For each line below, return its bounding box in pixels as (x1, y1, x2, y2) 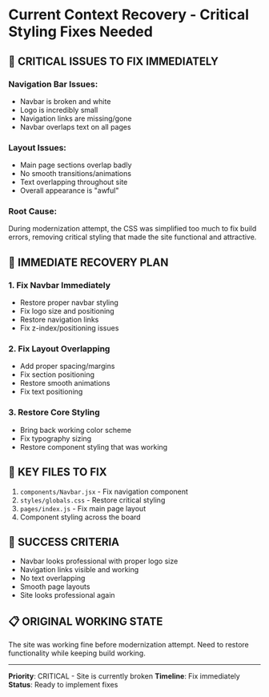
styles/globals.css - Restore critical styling (19, 495, 166, 505)
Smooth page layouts (19, 582, 90, 591)
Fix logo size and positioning (19, 306, 114, 316)
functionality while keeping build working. (8, 648, 146, 658)
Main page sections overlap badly (19, 160, 132, 170)
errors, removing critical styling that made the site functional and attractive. (8, 232, 257, 242)
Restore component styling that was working (19, 442, 168, 451)
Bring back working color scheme (19, 425, 132, 435)
